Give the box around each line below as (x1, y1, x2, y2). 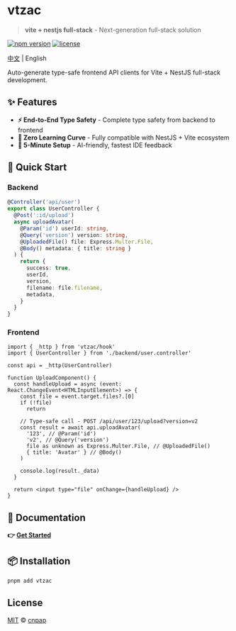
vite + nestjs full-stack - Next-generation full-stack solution (24, 26, 202, 34)
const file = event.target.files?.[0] (20, 393, 135, 401)
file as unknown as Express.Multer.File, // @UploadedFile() (26, 442, 211, 450)
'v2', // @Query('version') (26, 437, 110, 444)
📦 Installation (7, 555, 71, 567)
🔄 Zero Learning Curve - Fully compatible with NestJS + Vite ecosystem (17, 133, 230, 142)
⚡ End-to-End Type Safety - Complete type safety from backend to (17, 116, 216, 124)
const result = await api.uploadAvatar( (20, 424, 141, 431)
